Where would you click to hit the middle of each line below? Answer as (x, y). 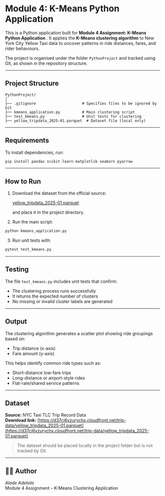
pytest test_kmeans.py (28, 250)
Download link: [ (22, 420)
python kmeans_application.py (36, 231)
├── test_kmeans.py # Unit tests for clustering (73, 116)
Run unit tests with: (32, 240)
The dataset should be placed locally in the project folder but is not (85, 446)
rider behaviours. (23, 48)
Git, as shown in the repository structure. (46, 63)
